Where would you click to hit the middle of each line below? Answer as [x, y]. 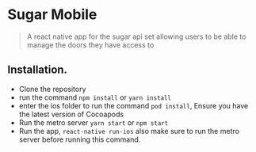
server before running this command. [80, 139]
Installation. [38, 70]
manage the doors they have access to [90, 44]
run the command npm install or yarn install [95, 97]
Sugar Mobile [52, 15]
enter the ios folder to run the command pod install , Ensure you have [134, 105]
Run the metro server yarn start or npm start [94, 122]
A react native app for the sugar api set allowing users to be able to [136, 36]
